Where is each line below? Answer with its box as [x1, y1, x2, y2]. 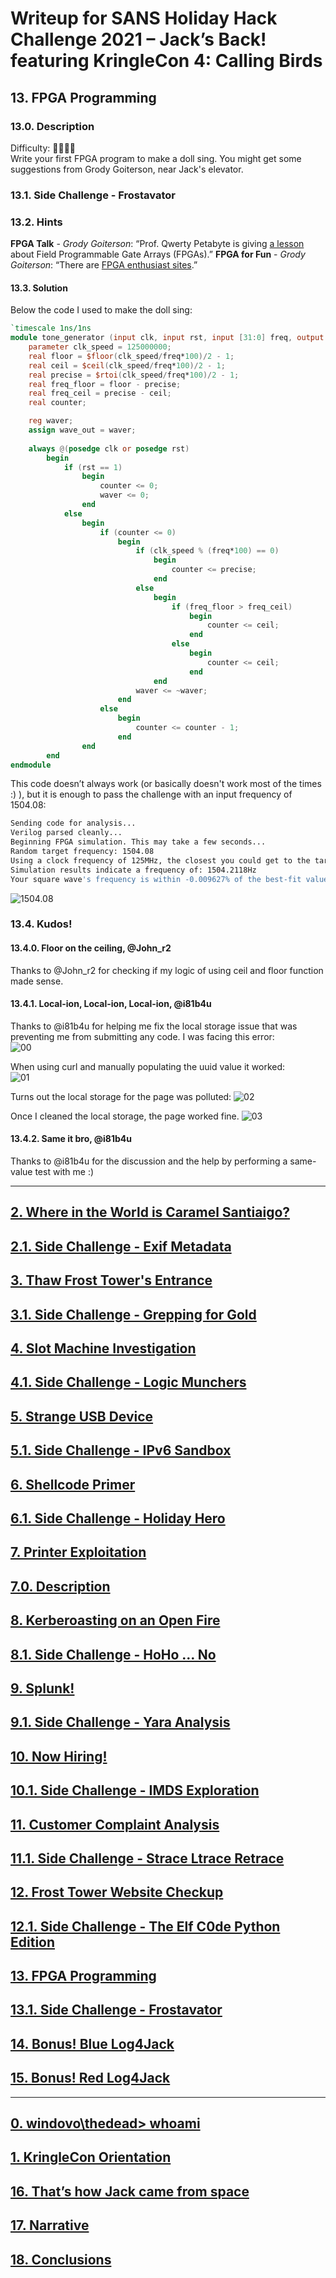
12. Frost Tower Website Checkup [10, 1884, 224, 1901]
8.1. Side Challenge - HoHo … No [10, 1646, 217, 1663]
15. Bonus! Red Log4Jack [10, 2070, 171, 2087]
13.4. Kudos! [10, 917, 73, 931]
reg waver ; [28, 416, 74, 426]
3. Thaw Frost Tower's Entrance [10, 1272, 213, 1289]
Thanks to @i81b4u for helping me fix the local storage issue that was [10, 1020, 298, 1032]
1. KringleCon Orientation [10, 2149, 172, 2166]
